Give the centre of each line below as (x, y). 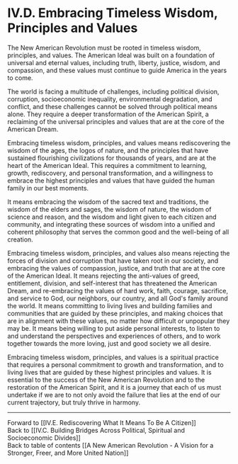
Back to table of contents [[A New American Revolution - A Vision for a (110, 445)
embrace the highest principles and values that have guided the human (111, 180)
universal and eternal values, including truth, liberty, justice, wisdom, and (114, 62)
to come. (20, 78)
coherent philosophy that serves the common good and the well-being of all (118, 232)
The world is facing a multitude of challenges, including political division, (113, 91)
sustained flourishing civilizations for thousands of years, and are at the (112, 158)
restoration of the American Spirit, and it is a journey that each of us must (114, 387)
